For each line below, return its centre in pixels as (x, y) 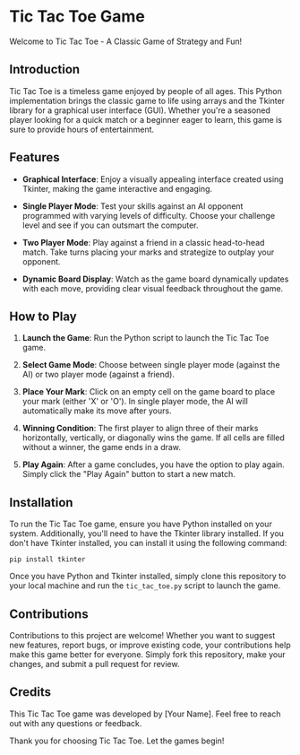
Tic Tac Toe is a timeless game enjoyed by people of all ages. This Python (146, 91)
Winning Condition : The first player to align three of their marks (140, 429)
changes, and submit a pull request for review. (94, 664)
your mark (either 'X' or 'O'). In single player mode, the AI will (135, 402)
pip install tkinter (48, 560)
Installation (41, 503)
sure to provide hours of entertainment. (82, 129)
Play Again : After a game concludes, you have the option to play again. (153, 464)
